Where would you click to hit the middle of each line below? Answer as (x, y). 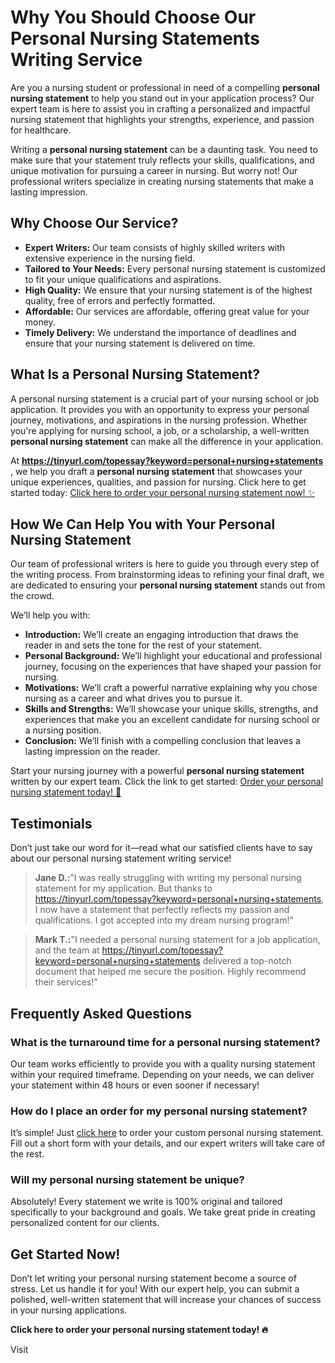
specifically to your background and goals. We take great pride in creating (163, 1212)
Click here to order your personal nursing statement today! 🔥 (139, 1330)
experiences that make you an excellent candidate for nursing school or (172, 720)
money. (40, 322)
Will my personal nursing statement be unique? (127, 1180)
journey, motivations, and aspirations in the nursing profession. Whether (159, 420)
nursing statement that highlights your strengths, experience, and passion (162, 119)
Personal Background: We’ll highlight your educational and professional (173, 656)
